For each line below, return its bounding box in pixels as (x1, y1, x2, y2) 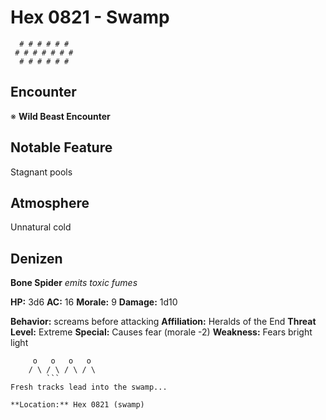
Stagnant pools (10, 166, 73, 178)
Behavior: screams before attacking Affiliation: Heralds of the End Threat (10, 316, 317, 328)
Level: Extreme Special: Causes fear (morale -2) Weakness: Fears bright (10, 326, 313, 338)
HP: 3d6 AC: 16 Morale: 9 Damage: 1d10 (10, 296, 178, 308)
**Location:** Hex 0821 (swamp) (10, 400, 145, 410)
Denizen (10, 250, 63, 267)
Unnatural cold (10, 221, 72, 233)
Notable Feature (10, 139, 113, 156)
